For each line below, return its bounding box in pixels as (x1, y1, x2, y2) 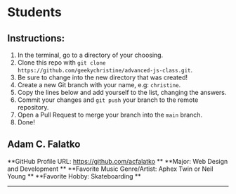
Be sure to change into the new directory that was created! (17, 73, 188, 82)
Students (7, 4, 62, 20)
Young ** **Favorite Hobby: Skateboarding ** (7, 172, 142, 180)
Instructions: (7, 32, 65, 44)
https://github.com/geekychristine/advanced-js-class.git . (17, 66, 193, 74)
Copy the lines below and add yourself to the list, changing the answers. (17, 89, 227, 96)
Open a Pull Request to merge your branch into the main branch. (17, 110, 202, 119)
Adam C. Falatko (7, 138, 81, 150)
